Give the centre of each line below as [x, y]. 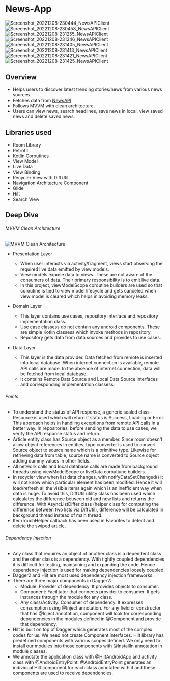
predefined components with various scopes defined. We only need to [87, 640]
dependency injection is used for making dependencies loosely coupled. [89, 570]
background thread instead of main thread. [58, 515]
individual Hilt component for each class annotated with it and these [84, 667]
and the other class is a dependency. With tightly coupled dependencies [88, 559]
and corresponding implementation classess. [67, 385]
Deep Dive [22, 215]
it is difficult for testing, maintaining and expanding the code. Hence [84, 564]
